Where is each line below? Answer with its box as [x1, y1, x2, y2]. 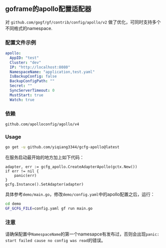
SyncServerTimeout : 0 [9, 88, 55, 93]
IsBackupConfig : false [9, 74, 57, 79]
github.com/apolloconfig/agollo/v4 [5, 122, 79, 127]
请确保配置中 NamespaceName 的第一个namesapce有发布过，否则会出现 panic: [5, 231, 159, 237]
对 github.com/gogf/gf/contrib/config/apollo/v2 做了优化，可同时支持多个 [5, 19, 161, 25]
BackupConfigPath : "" [9, 79, 55, 84]
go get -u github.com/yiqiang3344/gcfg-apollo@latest [5, 145, 120, 150]
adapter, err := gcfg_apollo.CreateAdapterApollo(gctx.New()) [5, 164, 137, 169]
